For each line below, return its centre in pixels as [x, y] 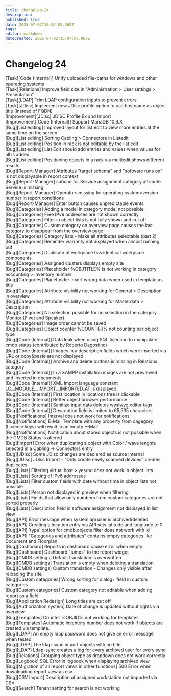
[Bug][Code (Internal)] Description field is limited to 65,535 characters [79, 410]
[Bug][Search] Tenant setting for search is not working [63, 688]
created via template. [28, 628]
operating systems [25, 84]
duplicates [16, 465]
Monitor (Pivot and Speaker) [35, 318]
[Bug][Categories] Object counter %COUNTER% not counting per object [82, 329]
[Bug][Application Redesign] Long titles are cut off [58, 601]
